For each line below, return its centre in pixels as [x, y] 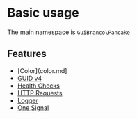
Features [27, 54]
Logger [27, 100]
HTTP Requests [40, 93]
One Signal [33, 108]
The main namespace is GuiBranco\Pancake [69, 32]
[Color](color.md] [42, 70]
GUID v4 [30, 78]
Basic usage [43, 13]
